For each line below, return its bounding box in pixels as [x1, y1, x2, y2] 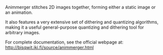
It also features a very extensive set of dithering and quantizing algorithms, [5, 19, 159, 25]
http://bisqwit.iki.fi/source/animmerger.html [5, 45, 94, 50]
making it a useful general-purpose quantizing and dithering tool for [5, 24, 144, 30]
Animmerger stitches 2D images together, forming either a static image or [5, 4, 156, 10]
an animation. [5, 9, 33, 15]
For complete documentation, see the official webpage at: [5, 39, 124, 45]
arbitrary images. [5, 30, 41, 35]
